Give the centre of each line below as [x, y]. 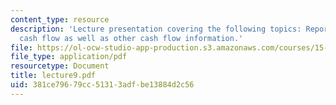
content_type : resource [60, 19]
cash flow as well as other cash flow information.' [131, 38]
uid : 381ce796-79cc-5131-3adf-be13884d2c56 [102, 85]
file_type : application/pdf [69, 57]
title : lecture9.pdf [53, 76]
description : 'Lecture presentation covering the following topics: [156, 29]
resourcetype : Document [60, 66]
